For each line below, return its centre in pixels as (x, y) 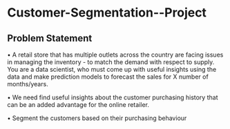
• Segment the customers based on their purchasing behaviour (97, 118)
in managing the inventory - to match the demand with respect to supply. (111, 62)
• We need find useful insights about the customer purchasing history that (113, 97)
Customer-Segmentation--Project (107, 13)
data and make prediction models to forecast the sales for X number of (108, 77)
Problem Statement (50, 38)
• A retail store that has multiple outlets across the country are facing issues (115, 54)
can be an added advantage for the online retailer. (78, 105)
